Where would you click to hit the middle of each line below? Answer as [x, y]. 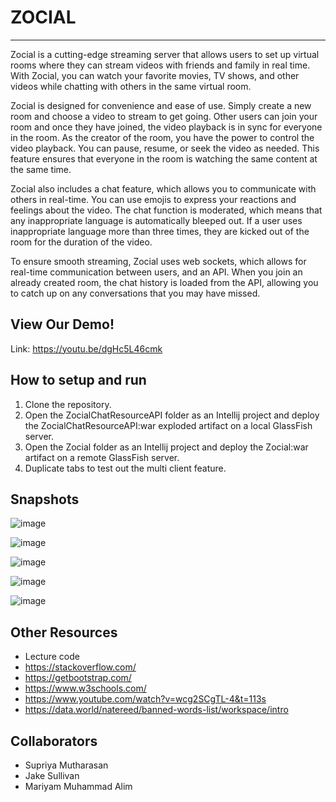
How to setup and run [78, 380]
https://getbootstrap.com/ [78, 678]
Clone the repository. [68, 404]
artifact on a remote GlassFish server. [102, 457]
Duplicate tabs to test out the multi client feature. [125, 468]
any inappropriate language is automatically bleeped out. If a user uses [156, 220]
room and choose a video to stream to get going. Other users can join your [164, 116]
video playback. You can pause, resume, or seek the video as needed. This [165, 148]
